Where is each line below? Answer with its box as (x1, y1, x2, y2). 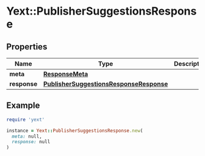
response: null (12, 139, 51, 145)
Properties (6, 41, 48, 52)
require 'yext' (6, 116, 45, 122)
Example (6, 101, 40, 111)
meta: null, (12, 133, 43, 140)
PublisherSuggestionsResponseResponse (43, 80, 168, 88)
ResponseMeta (43, 70, 88, 78)
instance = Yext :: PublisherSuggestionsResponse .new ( (6, 127, 143, 133)
